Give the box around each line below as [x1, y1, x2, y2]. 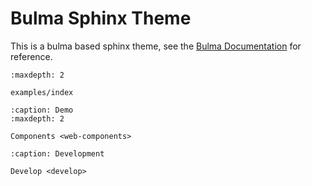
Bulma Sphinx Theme [10, 7, 192, 30]
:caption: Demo [10, 105, 74, 115]
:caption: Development [10, 148, 105, 159]
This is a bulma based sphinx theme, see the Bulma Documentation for [10, 40, 302, 52]
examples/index [10, 87, 74, 97]
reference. [10, 50, 53, 62]
